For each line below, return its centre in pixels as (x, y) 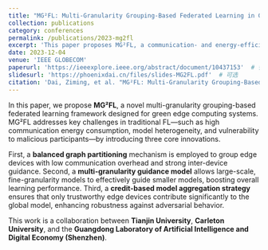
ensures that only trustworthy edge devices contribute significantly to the (129, 197)
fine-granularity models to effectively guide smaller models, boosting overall (134, 179)
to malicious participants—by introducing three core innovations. (114, 139)
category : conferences (46, 30)
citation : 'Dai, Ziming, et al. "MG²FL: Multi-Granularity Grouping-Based (135, 82)
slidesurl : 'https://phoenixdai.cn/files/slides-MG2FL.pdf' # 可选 (123, 75)
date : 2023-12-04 (37, 53)
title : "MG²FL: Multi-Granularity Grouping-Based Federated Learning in (132, 16)
